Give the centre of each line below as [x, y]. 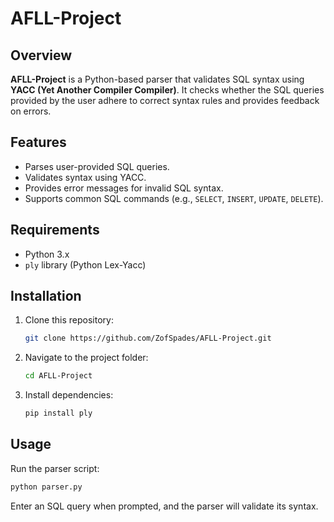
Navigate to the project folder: [86, 358]
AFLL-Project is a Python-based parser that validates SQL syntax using [157, 79]
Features [38, 142]
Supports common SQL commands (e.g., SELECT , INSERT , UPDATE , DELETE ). [174, 198]
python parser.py [46, 487]
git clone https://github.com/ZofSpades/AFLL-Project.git [148, 338]
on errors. [31, 111]
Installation [46, 296]
